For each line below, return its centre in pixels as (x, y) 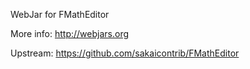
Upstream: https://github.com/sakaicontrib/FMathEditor (125, 53)
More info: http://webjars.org (70, 33)
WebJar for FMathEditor (60, 14)
